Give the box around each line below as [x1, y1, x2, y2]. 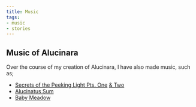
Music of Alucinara [6, 47, 79, 57]
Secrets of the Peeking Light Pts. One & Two [14, 81, 125, 88]
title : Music [6, 8, 39, 15]
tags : [6, 14, 20, 20]
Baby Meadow [14, 94, 51, 102]
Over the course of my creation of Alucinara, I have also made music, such [6, 63, 191, 71]
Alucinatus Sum [14, 88, 54, 95]
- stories [6, 25, 31, 32]
